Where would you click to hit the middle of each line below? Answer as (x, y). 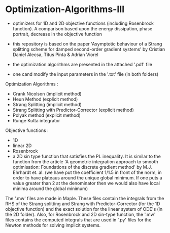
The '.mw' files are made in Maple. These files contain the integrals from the (85, 198)
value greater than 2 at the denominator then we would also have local (86, 183)
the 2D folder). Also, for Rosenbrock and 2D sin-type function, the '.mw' (80, 214)
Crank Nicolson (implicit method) (47, 94)
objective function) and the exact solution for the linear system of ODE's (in (84, 209)
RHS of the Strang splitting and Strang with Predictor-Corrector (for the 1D (83, 204)
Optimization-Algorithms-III (65, 9)
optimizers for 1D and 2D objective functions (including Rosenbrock (83, 23)
